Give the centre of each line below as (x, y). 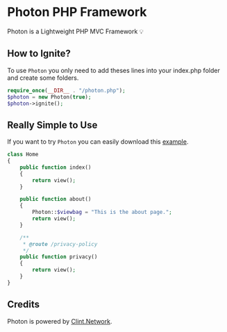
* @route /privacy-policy (60, 244)
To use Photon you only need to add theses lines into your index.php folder (113, 70)
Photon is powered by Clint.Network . (60, 321)
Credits (24, 305)
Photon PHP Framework (77, 12)
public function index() (56, 167)
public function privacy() (59, 257)
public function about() (56, 199)
